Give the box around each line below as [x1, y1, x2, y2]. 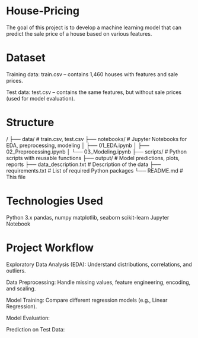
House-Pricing [6, 4, 80, 18]
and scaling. [6, 284, 36, 292]
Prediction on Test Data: [6, 326, 65, 333]
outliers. [6, 267, 26, 274]
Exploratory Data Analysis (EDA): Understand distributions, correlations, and [6, 261, 193, 268]
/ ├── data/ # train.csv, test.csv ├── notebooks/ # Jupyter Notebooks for [6, 135, 187, 142]
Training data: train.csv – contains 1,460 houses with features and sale [6, 70, 178, 78]
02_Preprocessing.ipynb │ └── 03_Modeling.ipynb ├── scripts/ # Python [6, 148, 187, 155]
